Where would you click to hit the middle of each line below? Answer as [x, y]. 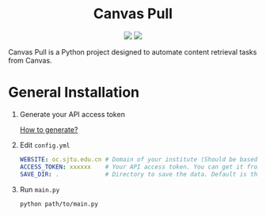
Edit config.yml [45, 145]
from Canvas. [30, 60]
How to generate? [49, 129]
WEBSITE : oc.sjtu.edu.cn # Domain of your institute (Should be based [139, 159]
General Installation [74, 93]
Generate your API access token [72, 114]
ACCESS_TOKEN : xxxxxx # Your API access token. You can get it [131, 167]
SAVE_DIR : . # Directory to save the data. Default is [133, 174]
